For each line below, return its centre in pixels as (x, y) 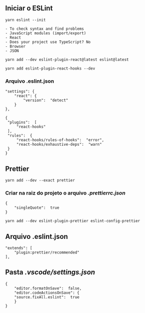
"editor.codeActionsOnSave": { (47, 293)
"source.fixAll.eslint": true (47, 297)
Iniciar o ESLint (29, 8)
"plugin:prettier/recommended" (47, 253)
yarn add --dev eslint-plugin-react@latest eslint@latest (67, 59)
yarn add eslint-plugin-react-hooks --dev (50, 68)
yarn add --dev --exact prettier (40, 180)
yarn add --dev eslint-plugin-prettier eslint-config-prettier (73, 221)
